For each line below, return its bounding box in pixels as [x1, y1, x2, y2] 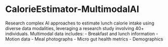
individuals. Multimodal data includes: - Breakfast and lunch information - [5, 30, 158, 36]
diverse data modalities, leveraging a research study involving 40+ [5, 25, 144, 31]
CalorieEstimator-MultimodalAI [5, 3, 139, 15]
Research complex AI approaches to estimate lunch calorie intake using [5, 20, 154, 26]
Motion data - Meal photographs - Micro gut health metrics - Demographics [5, 36, 163, 42]
